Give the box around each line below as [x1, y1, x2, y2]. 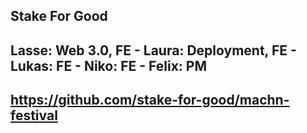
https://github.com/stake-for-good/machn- [10, 92, 290, 109]
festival [10, 107, 58, 124]
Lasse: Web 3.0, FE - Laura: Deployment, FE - [10, 42, 297, 59]
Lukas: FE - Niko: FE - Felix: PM [10, 57, 207, 74]
